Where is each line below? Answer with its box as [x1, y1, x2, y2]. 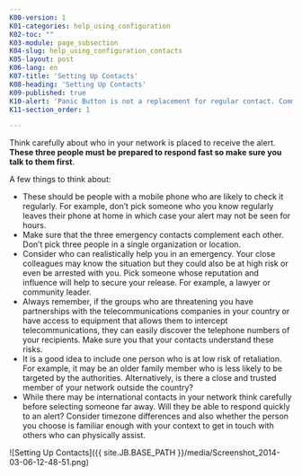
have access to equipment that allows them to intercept [22, 315, 228, 326]
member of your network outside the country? [22, 383, 193, 393]
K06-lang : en [9, 64, 58, 73]
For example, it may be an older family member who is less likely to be [22, 363, 283, 374]
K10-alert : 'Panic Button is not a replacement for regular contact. [9, 96, 276, 106]
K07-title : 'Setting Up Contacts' [9, 72, 139, 81]
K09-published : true [9, 88, 87, 97]
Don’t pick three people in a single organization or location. [22, 239, 241, 250]
